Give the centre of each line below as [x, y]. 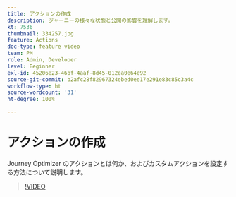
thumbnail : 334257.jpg [41, 34]
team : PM [20, 54]
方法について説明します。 [50, 172]
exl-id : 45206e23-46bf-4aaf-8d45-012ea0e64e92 [77, 73]
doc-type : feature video [44, 47]
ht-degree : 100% [31, 100]
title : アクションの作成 [39, 14]
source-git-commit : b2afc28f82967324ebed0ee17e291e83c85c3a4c [100, 79]
